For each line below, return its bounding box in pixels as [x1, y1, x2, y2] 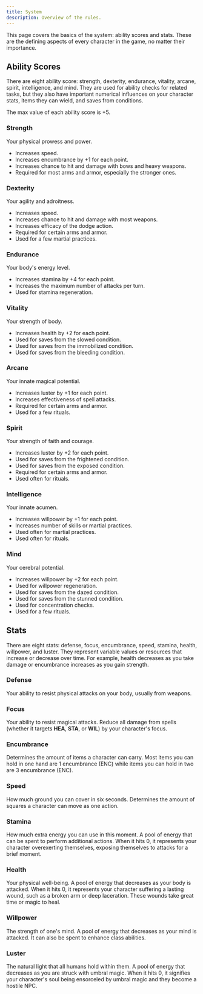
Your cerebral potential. [6, 564, 65, 571]
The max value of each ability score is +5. [6, 108, 111, 116]
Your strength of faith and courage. [6, 438, 94, 445]
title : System [6, 8, 42, 15]
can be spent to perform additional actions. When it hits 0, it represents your [6, 837, 197, 844]
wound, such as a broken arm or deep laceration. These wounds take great [6, 892, 194, 899]
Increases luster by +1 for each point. [15, 389, 108, 396]
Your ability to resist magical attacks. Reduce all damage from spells [6, 719, 177, 726]
